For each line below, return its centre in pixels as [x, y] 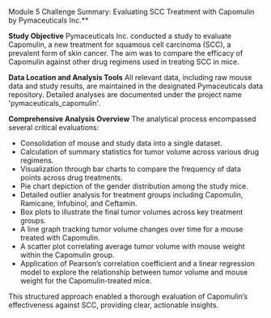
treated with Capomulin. [60, 237]
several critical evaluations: [54, 127]
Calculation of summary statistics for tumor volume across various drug [140, 152]
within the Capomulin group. [67, 255]
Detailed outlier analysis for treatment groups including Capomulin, [131, 195]
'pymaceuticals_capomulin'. [55, 103]
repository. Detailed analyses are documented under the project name [125, 95]
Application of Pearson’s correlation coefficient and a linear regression [138, 263]
